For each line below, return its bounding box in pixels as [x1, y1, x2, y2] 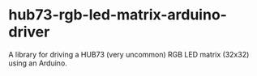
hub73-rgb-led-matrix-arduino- [8, 6, 227, 24]
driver [8, 23, 50, 41]
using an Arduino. [8, 58, 67, 68]
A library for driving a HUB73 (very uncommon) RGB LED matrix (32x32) [8, 49, 250, 59]
